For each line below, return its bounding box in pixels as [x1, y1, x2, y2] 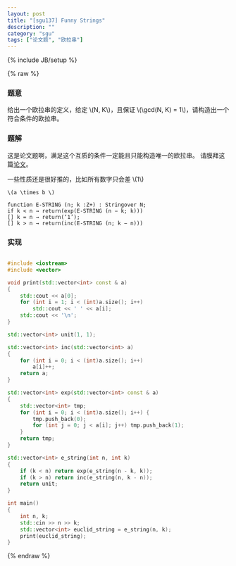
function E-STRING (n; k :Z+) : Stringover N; [7, 201, 147, 208]
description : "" [7, 23, 55, 30]
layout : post [7, 10, 46, 18]
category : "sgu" [7, 30, 55, 37]
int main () [7, 500, 39, 507]
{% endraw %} [7, 552, 51, 560]
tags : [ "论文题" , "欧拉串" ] [7, 37, 83, 44]
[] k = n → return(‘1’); [7, 213, 80, 220]
